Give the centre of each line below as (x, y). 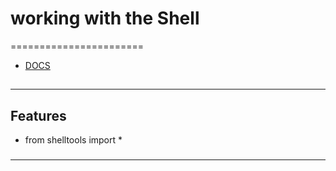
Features (38, 115)
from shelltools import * (73, 140)
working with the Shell (105, 18)
